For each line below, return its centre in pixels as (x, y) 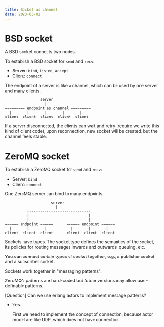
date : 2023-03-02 (23, 14)
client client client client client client (60, 233)
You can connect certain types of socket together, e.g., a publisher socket (80, 257)
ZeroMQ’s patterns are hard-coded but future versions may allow (70, 281)
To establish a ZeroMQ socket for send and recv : (54, 170)
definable (15, 286)
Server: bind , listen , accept (40, 71)
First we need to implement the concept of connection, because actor (82, 314)
